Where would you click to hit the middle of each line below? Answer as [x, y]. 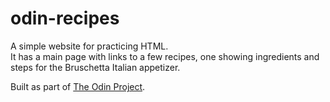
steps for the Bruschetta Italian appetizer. [95, 67]
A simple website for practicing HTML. [89, 46]
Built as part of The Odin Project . [78, 86]
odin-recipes [65, 18]
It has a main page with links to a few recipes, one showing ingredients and [165, 56]
